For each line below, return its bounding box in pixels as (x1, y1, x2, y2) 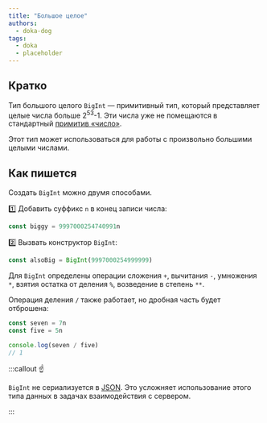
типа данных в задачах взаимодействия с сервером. (8, 391, 191, 400)
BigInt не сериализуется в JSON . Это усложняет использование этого (8, 382, 252, 392)
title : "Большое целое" (8, 11, 88, 20)
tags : (8, 34, 27, 43)
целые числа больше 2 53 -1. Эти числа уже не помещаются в (8, 109, 218, 120)
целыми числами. (8, 143, 70, 153)
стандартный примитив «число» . (8, 118, 122, 129)
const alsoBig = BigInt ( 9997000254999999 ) (8, 256, 153, 264)
